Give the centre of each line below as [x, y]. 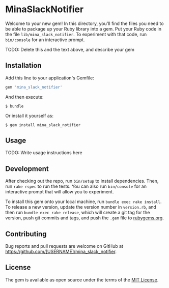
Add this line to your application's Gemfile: [50, 78]
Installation [23, 65]
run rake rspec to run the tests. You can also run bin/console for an [76, 186]
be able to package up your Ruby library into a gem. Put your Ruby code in [83, 28]
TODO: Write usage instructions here [44, 153]
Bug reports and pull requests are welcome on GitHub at [64, 246]
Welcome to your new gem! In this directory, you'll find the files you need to [84, 23]
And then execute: [24, 97]
